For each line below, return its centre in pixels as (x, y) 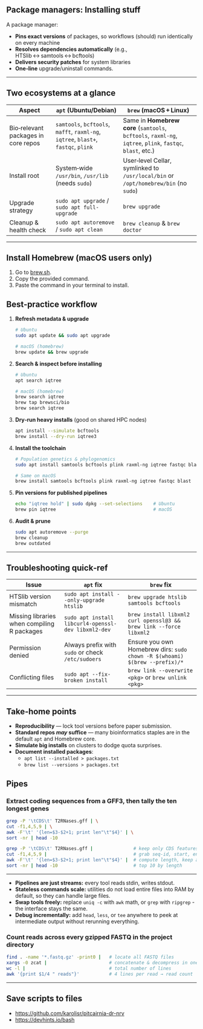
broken (74, 681)
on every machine (37, 42)
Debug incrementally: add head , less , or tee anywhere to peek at (96, 915)
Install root (24, 175)
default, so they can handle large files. (63, 895)
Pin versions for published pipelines (61, 493)
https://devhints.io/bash (45, 1019)
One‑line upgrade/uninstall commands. (64, 68)
